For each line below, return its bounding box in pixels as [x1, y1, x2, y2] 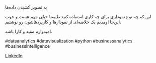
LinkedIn [5, 53, 23, 59]
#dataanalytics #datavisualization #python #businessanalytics [5, 38, 133, 44]
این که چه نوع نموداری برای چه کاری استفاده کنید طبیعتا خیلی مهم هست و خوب [5, 14, 152, 19]
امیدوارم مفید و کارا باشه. [5, 29, 52, 34]
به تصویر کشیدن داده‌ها [5, 4, 47, 10]
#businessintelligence [5, 43, 50, 49]
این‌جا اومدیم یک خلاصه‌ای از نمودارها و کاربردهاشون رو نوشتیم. [5, 19, 121, 25]
